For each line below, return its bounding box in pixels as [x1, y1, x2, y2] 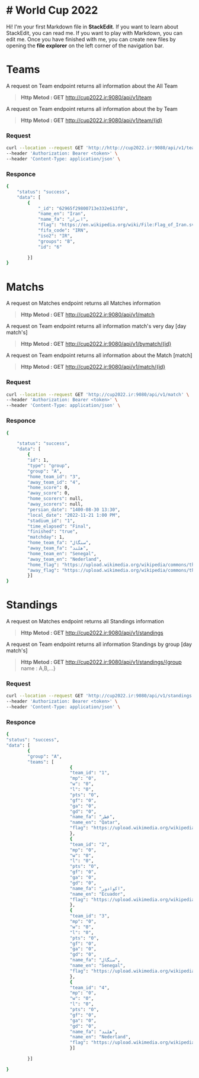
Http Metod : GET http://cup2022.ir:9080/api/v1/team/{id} [20, 117, 163, 124]
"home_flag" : [27, 562, 60, 568]
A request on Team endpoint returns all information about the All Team [6, 82, 178, 89]
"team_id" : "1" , [69, 770, 110, 776]
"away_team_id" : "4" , [27, 479, 81, 485]
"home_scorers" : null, [27, 495, 84, 502]
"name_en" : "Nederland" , [69, 1034, 131, 1040]
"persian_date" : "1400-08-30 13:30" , [27, 507, 120, 513]
